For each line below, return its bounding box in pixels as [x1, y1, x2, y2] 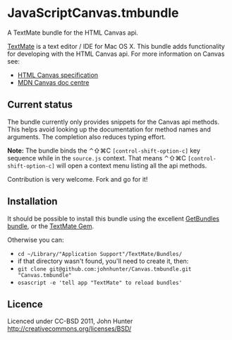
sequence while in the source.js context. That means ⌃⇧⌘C [7, 153, 187, 162]
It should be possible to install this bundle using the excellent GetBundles [7, 214, 220, 223]
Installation [7, 196, 58, 208]
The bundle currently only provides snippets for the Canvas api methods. [7, 117, 220, 126]
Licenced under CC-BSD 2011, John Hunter [7, 317, 133, 326]
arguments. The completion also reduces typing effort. [7, 132, 166, 141]
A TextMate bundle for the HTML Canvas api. [7, 28, 139, 37]
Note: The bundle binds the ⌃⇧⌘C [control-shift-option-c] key [7, 146, 201, 155]
